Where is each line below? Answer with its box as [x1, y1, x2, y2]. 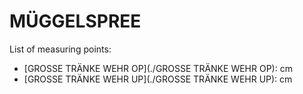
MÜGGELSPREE [9, 10, 142, 33]
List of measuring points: [9, 43, 112, 55]
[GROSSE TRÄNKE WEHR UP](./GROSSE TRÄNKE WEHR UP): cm [23, 73, 293, 85]
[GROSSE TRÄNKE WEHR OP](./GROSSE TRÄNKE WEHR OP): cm [23, 62, 293, 74]
